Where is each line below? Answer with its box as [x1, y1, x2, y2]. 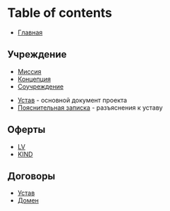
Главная [17, 28, 43, 37]
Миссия [17, 67, 42, 75]
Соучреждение [17, 82, 64, 91]
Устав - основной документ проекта [17, 96, 128, 104]
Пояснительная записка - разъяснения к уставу [17, 103, 164, 112]
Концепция [17, 75, 51, 83]
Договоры [7, 170, 56, 182]
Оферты [7, 124, 46, 136]
